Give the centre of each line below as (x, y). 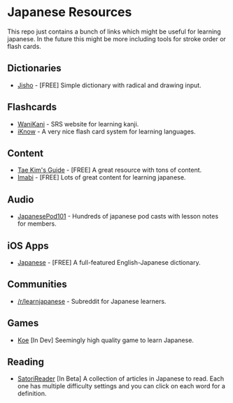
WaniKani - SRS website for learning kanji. (78, 124)
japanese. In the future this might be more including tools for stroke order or (116, 38)
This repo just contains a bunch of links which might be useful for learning (114, 31)
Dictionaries (34, 68)
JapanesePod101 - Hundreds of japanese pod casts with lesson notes (118, 217)
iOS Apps (28, 246)
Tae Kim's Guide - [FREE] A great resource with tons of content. (110, 170)
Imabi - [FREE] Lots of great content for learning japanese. (101, 177)
